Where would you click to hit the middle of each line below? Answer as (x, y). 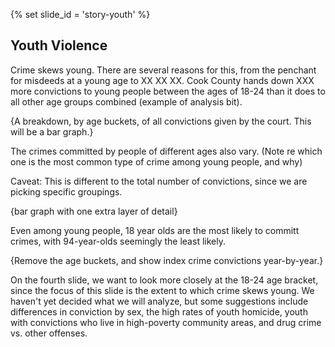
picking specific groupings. (66, 191)
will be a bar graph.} (52, 131)
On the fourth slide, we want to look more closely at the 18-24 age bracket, (164, 280)
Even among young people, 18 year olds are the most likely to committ (155, 230)
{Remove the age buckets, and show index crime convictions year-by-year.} (167, 260)
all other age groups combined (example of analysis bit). (126, 101)
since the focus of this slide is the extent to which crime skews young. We (162, 290)
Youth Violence (59, 45)
